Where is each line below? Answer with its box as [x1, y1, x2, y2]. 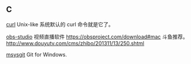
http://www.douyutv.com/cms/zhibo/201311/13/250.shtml [6, 40, 145, 47]
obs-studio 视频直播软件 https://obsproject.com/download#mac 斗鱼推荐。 [6, 33, 188, 40]
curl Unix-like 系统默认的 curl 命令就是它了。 [6, 20, 114, 28]
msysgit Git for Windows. [6, 51, 68, 58]
